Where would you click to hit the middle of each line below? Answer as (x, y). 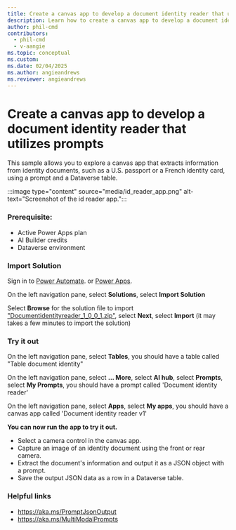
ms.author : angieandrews (44, 72)
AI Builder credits (42, 240)
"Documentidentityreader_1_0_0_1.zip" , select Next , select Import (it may (112, 315)
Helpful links (29, 496)
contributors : (28, 33)
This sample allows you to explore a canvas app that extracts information (113, 163)
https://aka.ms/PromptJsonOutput (67, 511)
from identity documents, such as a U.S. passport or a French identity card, (116, 171)
